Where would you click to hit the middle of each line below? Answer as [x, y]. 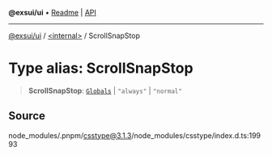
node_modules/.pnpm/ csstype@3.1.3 [70, 135]
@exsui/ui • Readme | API [53, 13]
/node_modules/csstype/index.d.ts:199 [196, 135]
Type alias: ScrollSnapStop [101, 68]
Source [27, 116]
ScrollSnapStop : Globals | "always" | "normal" [105, 90]
